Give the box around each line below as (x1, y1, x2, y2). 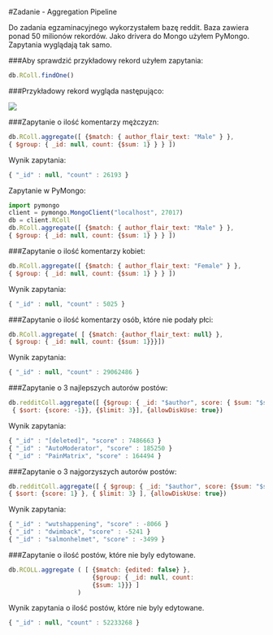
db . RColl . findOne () (8, 72, 75, 80)
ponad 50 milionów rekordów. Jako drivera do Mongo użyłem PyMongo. (8, 32, 250, 41)
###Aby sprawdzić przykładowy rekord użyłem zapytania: (8, 56, 203, 65)
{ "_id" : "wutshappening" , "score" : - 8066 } (8, 520, 169, 528)
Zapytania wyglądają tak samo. (8, 40, 112, 50)
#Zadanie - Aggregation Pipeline (8, 7, 118, 16)
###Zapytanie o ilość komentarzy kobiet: (8, 246, 146, 255)
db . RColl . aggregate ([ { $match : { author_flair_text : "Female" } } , (8, 262, 242, 270)
